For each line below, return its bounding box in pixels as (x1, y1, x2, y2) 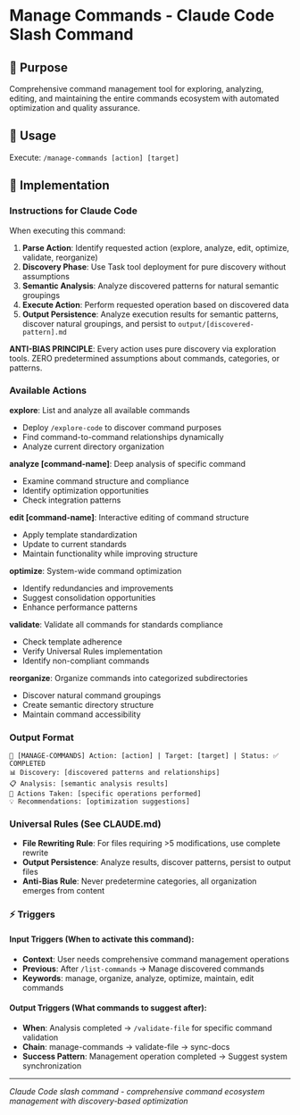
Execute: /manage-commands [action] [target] (9, 152, 180, 162)
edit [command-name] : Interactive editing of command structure (9, 512, 250, 522)
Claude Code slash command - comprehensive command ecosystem (9, 1086, 265, 1096)
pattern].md (21, 328, 67, 337)
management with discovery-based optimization (9, 1095, 189, 1106)
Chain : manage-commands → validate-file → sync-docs (21, 1041, 230, 1052)
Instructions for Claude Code (9, 204, 138, 217)
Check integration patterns (21, 495, 121, 505)
